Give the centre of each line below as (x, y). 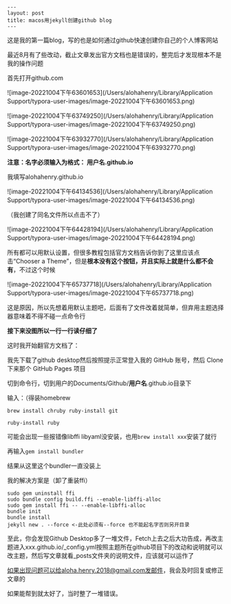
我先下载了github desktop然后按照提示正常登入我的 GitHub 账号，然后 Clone (115, 360)
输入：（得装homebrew (39, 398)
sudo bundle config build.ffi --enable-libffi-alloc (84, 499)
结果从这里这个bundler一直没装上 (54, 466)
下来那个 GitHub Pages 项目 (46, 368)
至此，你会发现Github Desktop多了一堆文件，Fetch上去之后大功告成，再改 (112, 538)
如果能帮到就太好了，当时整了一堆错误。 (64, 593)
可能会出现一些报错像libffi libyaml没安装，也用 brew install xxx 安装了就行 (112, 436)
